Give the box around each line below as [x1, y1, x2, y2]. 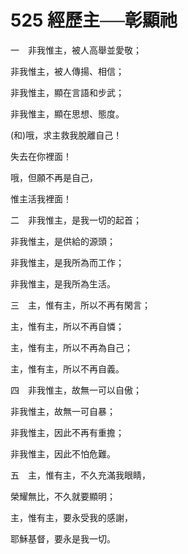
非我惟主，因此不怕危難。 [10, 447, 116, 460]
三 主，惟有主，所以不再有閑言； [10, 299, 151, 311]
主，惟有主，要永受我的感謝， [10, 511, 133, 523]
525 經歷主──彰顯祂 [10, 9, 178, 32]
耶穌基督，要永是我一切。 [10, 532, 116, 545]
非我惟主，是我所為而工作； [10, 256, 125, 268]
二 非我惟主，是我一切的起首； [10, 214, 142, 226]
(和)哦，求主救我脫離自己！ [10, 129, 123, 141]
